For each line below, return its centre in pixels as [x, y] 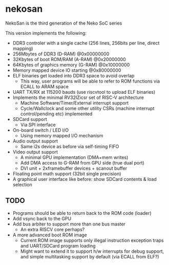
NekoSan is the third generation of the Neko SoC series [64, 23]
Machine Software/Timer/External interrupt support [75, 103]
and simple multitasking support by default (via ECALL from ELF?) [90, 256]
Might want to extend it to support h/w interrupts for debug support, [92, 251]
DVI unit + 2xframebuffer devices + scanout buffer [74, 168]
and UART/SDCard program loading [58, 246]
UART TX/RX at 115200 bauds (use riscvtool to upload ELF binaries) [84, 92]
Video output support [35, 152]
